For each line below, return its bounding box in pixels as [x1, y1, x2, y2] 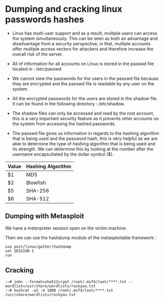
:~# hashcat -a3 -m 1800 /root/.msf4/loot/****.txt [5, 288, 113, 293]
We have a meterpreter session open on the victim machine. [5, 225, 127, 231]
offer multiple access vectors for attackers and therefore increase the [12, 46, 154, 52]
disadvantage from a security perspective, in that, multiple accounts [12, 40, 151, 46]
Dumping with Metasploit [5, 212, 84, 220]
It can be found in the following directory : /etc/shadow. [12, 101, 125, 106]
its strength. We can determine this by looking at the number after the [12, 146, 154, 152]
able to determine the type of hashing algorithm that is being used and [12, 140, 156, 146]
